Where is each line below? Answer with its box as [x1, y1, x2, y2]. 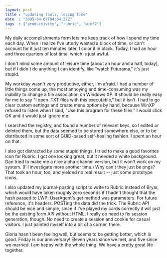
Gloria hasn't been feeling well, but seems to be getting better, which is [5, 231, 151, 237]
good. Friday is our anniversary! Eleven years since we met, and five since [5, 236, 158, 242]
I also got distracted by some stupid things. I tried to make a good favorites [5, 148, 159, 154]
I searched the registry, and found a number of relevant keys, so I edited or [5, 122, 159, 128]
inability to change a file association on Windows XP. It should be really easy [5, 91, 163, 97]
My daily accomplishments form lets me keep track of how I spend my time [5, 35, 160, 41]
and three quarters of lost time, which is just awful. [5, 51, 110, 57]
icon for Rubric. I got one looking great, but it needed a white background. [5, 153, 158, 159]
